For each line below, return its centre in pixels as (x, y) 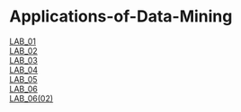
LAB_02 (23, 50)
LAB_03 (23, 60)
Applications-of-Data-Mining (121, 17)
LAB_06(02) (31, 98)
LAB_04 (24, 70)
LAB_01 (23, 41)
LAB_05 (23, 79)
